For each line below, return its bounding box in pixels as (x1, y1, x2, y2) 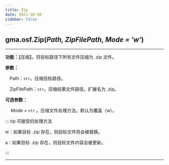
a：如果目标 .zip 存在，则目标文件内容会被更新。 (5, 139, 106, 146)
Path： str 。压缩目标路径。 (10, 75, 66, 81)
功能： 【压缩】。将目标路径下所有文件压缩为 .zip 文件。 (5, 54, 117, 60)
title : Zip (5, 7, 28, 13)
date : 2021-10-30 (5, 12, 42, 17)
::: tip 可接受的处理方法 (5, 118, 52, 124)
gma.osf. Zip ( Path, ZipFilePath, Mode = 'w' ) (5, 35, 144, 44)
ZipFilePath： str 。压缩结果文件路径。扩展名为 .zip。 (10, 86, 119, 92)
